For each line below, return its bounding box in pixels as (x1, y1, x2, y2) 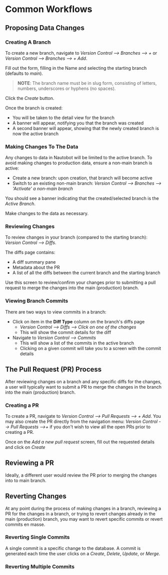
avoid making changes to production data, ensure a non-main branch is (5, 160, 152, 166)
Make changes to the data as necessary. (5, 210, 89, 216)
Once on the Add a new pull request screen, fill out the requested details (5, 438, 155, 445)
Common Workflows (5, 4, 92, 15)
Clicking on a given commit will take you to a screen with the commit (19, 345, 161, 351)
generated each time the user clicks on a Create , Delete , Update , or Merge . (5, 550, 160, 556)
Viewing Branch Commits (5, 297, 68, 304)
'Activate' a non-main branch (12, 186, 73, 192)
